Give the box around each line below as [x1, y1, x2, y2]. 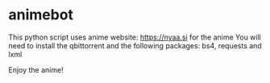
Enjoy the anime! [8, 64, 64, 74]
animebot [8, 6, 74, 24]
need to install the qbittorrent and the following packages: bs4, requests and [8, 40, 262, 50]
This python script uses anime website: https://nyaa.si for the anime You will [8, 32, 262, 42]
